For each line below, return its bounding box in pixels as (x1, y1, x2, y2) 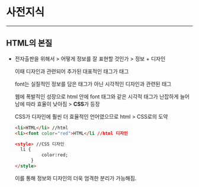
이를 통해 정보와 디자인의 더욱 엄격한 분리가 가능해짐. (14, 175, 137, 182)
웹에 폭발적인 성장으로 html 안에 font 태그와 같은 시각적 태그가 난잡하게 (14, 93, 179, 100)
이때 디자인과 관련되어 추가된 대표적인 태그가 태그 (14, 68, 129, 75)
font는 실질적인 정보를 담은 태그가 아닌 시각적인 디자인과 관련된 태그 (14, 80, 172, 87)
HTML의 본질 (6, 38, 53, 48)
